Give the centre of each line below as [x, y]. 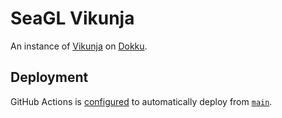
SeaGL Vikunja [72, 18]
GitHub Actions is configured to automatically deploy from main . [141, 101]
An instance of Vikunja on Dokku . [79, 46]
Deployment [49, 77]
